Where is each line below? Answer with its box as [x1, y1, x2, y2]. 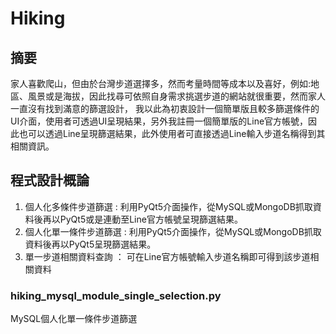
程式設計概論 [10, 172, 90, 189]
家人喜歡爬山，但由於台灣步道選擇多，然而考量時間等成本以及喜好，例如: [10, 78, 312, 89]
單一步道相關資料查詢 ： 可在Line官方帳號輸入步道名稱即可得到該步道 [24, 250, 311, 262]
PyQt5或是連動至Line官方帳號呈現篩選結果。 [59, 213, 243, 225]
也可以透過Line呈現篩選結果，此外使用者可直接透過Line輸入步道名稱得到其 [18, 128, 326, 139]
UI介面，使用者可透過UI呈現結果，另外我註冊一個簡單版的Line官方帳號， [10, 115, 309, 127]
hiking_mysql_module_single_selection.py [10, 288, 222, 302]
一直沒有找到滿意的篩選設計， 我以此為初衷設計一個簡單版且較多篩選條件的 [10, 103, 320, 114]
